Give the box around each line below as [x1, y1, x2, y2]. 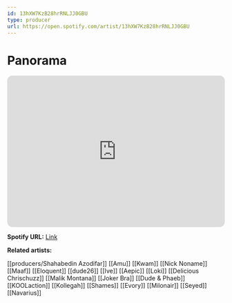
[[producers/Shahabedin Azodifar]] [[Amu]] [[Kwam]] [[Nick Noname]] [7, 260, 208, 268]
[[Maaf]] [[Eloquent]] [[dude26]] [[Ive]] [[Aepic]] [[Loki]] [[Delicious [7, 267, 199, 275]
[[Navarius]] [7, 289, 41, 297]
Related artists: [7, 246, 52, 255]
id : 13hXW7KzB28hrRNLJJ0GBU [7, 10, 88, 17]
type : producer [7, 17, 51, 23]
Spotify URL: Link [7, 233, 58, 241]
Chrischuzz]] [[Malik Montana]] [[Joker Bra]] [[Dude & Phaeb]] [7, 274, 185, 282]
